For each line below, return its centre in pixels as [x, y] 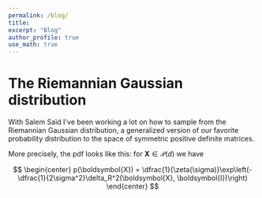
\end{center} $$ [133, 186]
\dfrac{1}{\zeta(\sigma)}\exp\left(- [197, 170]
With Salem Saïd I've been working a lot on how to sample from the [117, 122]
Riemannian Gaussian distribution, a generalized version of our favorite [124, 130]
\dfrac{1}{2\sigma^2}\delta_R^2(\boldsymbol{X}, [96, 178]
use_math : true [33, 45]
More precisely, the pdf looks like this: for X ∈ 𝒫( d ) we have [106, 154]
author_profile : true [44, 37]
